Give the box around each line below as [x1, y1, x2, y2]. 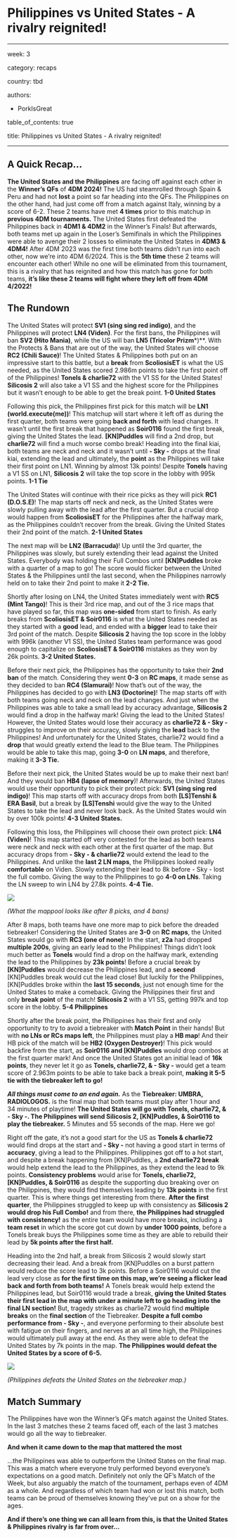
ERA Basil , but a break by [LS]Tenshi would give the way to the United [7, 799, 212, 807]
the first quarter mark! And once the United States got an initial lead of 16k [7, 1053, 223, 1062]
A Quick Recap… [7, 158, 83, 170]
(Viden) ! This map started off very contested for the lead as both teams [7, 835, 215, 844]
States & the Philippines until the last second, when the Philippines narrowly [7, 571, 227, 580]
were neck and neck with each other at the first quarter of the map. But [7, 842, 214, 851]
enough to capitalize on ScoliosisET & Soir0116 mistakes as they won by [7, 644, 218, 653]
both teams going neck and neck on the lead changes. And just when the [7, 695, 219, 704]
